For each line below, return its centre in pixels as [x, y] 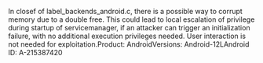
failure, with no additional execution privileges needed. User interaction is [127, 36]
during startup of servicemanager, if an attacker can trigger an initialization [129, 28]
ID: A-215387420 [35, 52]
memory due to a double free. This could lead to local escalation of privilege [131, 19]
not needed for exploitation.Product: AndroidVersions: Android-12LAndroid [129, 44]
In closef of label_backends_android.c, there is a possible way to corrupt [126, 11]
